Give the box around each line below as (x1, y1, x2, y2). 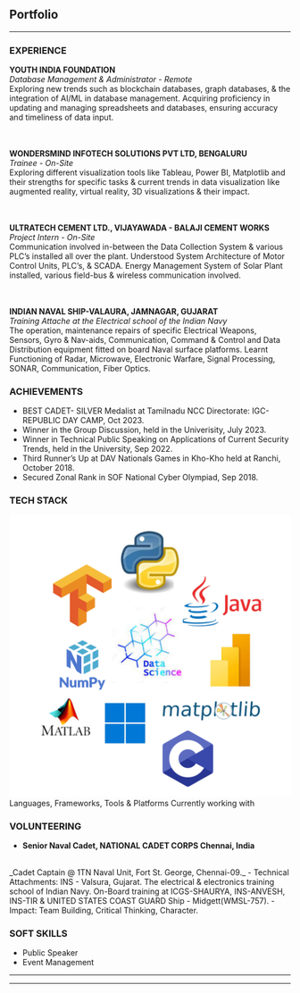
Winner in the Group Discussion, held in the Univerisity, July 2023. (21, 424, 267, 436)
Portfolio (9, 7, 59, 22)
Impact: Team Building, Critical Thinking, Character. (9, 905, 199, 915)
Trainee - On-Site (9, 158, 74, 169)
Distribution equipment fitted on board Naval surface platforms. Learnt (9, 344, 269, 355)
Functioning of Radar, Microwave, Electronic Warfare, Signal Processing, (9, 354, 276, 364)
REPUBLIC (21, 415, 61, 426)
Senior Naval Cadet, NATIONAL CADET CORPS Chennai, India (21, 840, 255, 851)
